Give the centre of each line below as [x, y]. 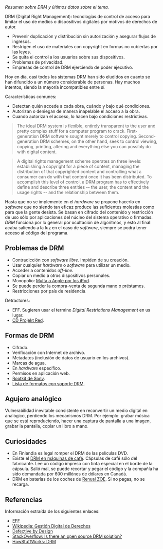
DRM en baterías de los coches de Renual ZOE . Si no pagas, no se [78, 479]
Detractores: [18, 300]
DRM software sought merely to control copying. [89, 136]
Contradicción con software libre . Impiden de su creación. [70, 260]
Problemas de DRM [35, 248]
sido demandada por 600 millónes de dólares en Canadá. [70, 474]
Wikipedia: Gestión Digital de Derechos [51, 526]
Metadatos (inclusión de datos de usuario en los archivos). [71, 357]
